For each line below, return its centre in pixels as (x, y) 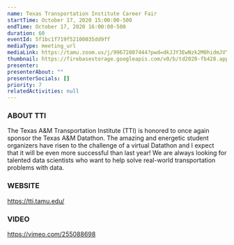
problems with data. (36, 168)
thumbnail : (23, 59)
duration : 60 (26, 33)
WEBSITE (23, 186)
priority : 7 (24, 85)
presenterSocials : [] (39, 78)
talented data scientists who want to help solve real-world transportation (111, 160)
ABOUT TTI (27, 116)
